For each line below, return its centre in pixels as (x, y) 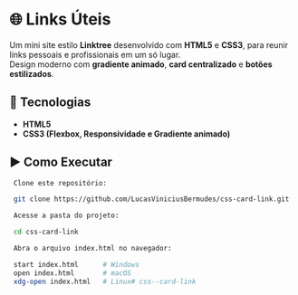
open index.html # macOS (72, 273)
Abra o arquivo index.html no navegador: (92, 249)
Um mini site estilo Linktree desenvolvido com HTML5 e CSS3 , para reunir (149, 44)
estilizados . (32, 73)
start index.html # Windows (77, 264)
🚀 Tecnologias (50, 103)
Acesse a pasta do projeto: (66, 216)
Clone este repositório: (60, 183)
